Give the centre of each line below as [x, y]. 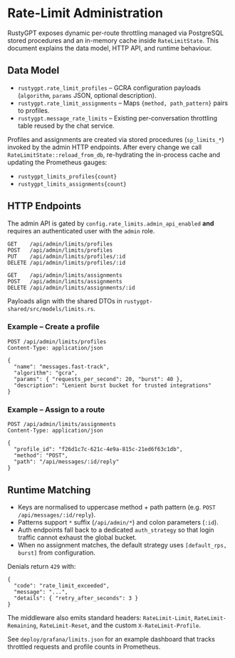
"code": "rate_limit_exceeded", [62, 586]
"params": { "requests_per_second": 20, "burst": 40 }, [98, 379]
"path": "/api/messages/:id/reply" [67, 462]
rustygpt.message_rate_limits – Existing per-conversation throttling [117, 118]
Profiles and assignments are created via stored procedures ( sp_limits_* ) [116, 139]
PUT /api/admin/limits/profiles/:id [67, 256]
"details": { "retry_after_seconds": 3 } [76, 598]
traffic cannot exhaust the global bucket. [77, 537]
